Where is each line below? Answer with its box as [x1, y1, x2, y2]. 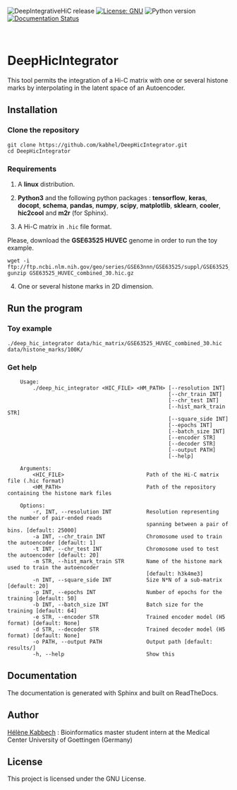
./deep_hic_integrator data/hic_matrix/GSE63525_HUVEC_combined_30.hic [7, 339, 222, 347]
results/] [7, 644, 37, 651]
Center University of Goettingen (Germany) [7, 736, 133, 744]
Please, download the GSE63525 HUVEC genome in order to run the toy [7, 236, 218, 244]
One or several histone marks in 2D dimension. [17, 281, 154, 290]
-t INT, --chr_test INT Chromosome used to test [32, 545, 219, 552]
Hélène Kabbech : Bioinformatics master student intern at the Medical [7, 728, 210, 736]
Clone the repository [7, 125, 80, 135]
